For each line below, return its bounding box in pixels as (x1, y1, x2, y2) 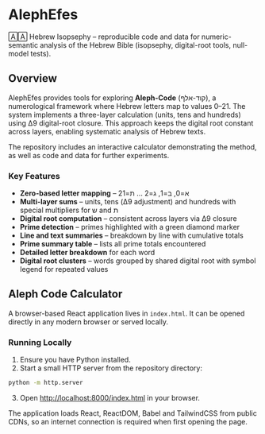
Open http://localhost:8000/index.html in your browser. (19, 393, 201, 403)
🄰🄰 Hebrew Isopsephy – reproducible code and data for (8, 32, 200, 41)
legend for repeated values (19, 265, 109, 274)
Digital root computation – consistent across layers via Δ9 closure (19, 214, 237, 223)
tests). (30, 48, 52, 58)
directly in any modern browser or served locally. (8, 316, 169, 327)
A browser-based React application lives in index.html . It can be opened (8, 308, 245, 318)
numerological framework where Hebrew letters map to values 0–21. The (8, 101, 246, 110)
